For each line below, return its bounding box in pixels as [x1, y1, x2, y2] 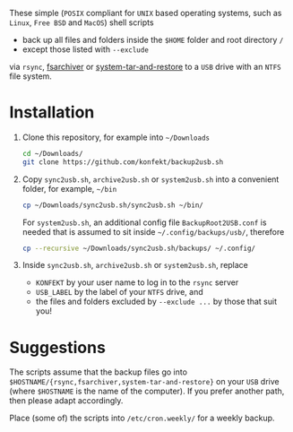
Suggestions [9, 337, 106, 358]
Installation [9, 102, 95, 123]
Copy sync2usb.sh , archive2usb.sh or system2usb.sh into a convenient [22, 174, 280, 185]
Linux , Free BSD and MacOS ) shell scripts [9, 17, 154, 28]
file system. [9, 71, 52, 82]
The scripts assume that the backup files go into [9, 367, 188, 377]
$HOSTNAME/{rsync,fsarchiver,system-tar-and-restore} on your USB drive [9, 376, 280, 387]
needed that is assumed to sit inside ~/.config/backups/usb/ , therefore [22, 226, 285, 237]
